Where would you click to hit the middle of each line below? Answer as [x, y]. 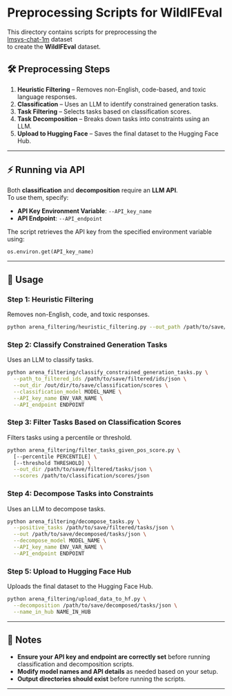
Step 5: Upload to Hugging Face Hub [69, 571]
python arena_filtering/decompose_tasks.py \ [74, 521]
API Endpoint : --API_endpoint [59, 218]
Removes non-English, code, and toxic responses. [78, 314]
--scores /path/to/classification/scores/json [81, 476]
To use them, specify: [38, 197]
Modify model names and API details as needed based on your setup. [118, 671]
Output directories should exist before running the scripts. [101, 679]
